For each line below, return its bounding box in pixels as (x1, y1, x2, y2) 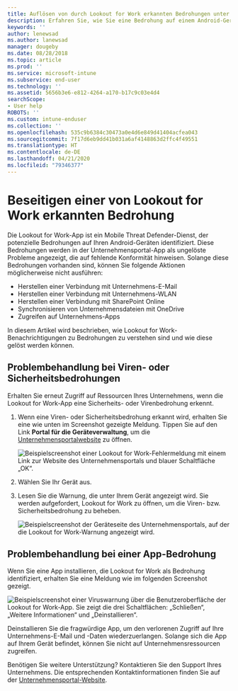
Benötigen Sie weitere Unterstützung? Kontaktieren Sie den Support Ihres (7, 661, 222, 669)
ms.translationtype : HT (7, 142, 78, 149)
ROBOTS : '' (7, 109, 40, 116)
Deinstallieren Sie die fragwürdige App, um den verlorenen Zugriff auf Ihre (7, 624, 225, 633)
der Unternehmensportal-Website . (7, 675, 108, 684)
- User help (7, 103, 42, 110)
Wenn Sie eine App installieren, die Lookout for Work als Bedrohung (7, 567, 205, 576)
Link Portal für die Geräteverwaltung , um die (17, 428, 151, 436)
